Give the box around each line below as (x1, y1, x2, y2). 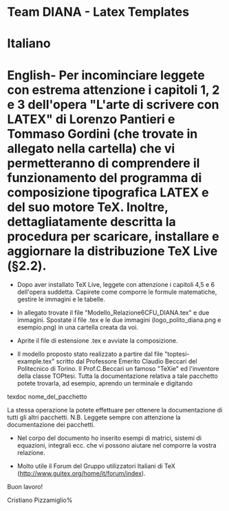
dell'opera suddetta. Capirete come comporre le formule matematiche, (17, 288, 217, 297)
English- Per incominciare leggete (7, 67, 205, 83)
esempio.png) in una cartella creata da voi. (17, 323, 139, 332)
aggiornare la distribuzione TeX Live (7, 243, 218, 259)
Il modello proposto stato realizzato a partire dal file (17, 350, 164, 359)
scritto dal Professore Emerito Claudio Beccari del (56, 357, 197, 365)
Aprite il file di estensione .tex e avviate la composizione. (17, 337, 178, 345)
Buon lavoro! (7, 483, 43, 491)
